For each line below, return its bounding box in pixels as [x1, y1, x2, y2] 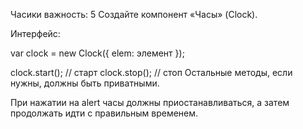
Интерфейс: [10, 28, 61, 39]
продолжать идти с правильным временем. [10, 107, 199, 119]
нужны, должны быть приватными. [10, 77, 160, 89]
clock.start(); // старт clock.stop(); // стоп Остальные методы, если [10, 67, 293, 78]
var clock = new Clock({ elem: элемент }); [10, 47, 185, 59]
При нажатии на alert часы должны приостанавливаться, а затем [10, 97, 290, 108]
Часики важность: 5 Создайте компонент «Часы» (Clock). [10, 9, 258, 20]
